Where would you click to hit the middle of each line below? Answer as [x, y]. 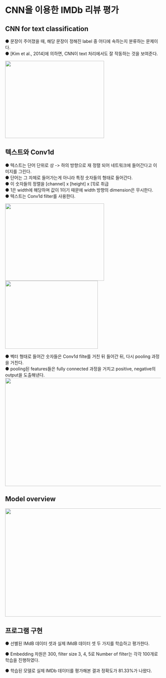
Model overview [30, 499]
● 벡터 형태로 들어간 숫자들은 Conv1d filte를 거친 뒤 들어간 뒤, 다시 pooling [78, 356]
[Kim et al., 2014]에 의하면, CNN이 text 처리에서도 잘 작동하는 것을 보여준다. [84, 53]
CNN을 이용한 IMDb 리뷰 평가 [62, 10]
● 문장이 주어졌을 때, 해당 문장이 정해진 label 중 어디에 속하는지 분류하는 [75, 41]
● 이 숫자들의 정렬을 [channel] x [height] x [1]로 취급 [57, 184]
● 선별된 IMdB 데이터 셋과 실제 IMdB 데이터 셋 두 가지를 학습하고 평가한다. [77, 643]
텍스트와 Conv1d [30, 152]
